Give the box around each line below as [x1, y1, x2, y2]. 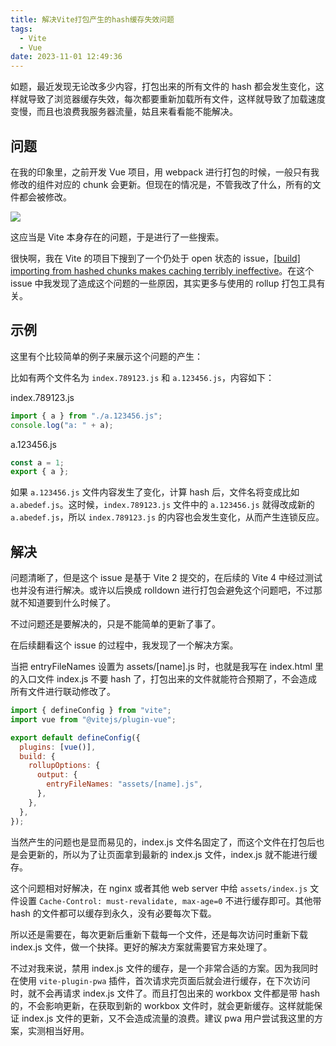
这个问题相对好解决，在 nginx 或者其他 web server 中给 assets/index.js [10, 882, 308, 894]
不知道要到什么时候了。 [18, 597, 116, 609]
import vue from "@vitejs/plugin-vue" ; [10, 714, 177, 725]
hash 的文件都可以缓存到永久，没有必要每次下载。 [10, 907, 217, 919]
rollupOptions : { [28, 761, 101, 771]
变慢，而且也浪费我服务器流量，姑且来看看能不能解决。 [10, 106, 238, 118]
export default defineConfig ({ [10, 732, 141, 743]
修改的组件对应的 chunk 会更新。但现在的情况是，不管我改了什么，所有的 [10, 178, 313, 190]
